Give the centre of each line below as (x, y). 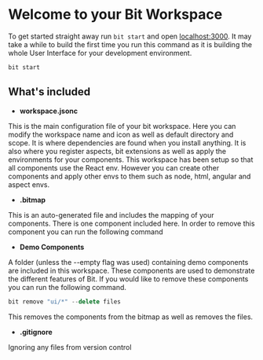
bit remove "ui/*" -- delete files (65, 301)
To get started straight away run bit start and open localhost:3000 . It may (130, 36)
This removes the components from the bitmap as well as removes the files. (131, 317)
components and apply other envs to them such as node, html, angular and (130, 176)
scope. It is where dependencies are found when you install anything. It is (127, 142)
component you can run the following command (86, 231)
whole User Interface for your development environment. (100, 53)
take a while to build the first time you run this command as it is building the (130, 44)
